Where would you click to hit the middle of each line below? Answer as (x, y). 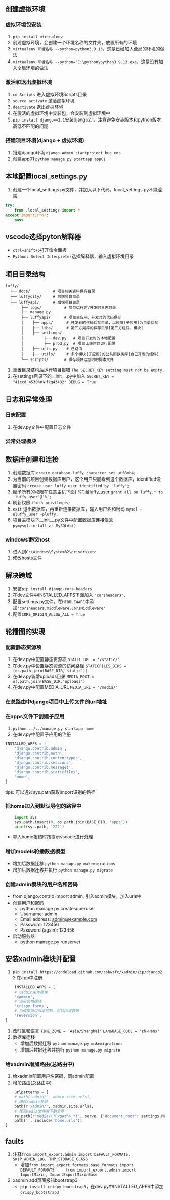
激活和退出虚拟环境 (29, 82)
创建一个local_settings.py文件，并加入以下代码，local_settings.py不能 (85, 190)
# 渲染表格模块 (28, 1001)
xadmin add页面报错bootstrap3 (45, 1180)
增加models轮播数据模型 (35, 852)
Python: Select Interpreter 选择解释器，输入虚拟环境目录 (73, 256)
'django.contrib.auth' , (39, 753)
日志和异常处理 (29, 399)
